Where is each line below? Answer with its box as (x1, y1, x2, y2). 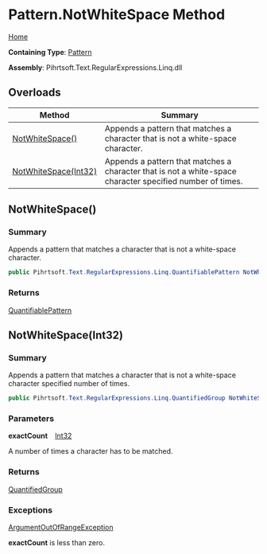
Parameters (8, 413, 54, 424)
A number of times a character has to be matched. (8, 447, 173, 456)
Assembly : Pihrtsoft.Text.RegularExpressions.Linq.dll (8, 62, 183, 72)
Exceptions (8, 504, 53, 515)
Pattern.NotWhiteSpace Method (8, 6, 226, 24)
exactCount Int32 (8, 431, 72, 441)
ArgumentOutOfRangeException (8, 523, 114, 533)
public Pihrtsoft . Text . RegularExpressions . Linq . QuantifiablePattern (8, 268, 240, 276)
